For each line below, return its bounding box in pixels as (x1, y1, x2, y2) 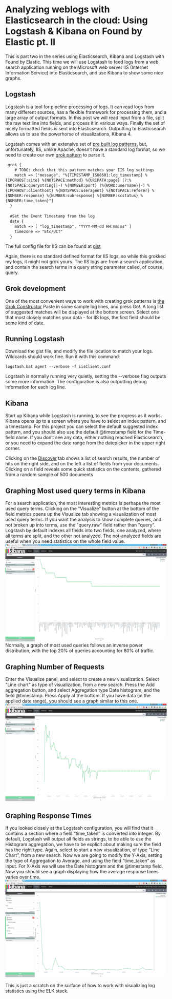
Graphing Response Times (5, 811, 92, 820)
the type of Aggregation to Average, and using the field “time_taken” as (5, 857, 156, 864)
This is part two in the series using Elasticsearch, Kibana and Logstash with (5, 53, 165, 60)
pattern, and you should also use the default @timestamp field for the (5, 429, 152, 435)
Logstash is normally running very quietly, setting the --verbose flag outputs (5, 373, 166, 379)
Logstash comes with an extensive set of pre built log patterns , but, (5, 141, 147, 147)
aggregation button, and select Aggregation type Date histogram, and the (5, 687, 160, 693)
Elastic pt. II (5, 36, 56, 48)
